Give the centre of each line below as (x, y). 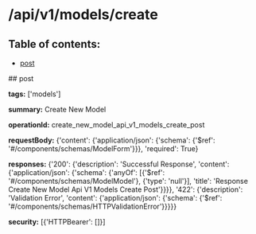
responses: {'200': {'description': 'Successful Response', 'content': (119, 164)
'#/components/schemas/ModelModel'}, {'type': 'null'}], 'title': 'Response (128, 181)
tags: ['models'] (35, 94)
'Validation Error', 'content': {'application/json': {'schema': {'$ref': (115, 198)
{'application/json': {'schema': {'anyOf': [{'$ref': (87, 172)
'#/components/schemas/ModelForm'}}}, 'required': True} (103, 148)
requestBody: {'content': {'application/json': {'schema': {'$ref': (112, 140)
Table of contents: (54, 44)
